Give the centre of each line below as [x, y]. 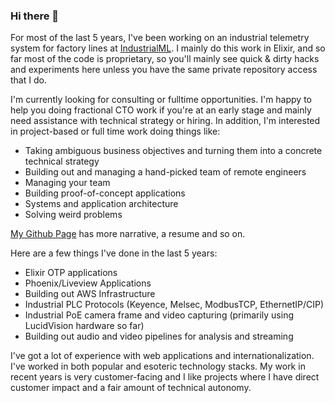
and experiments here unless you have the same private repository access [164, 70]
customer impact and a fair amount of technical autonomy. [131, 388]
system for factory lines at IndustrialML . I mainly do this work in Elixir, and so [168, 48]
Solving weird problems [73, 215]
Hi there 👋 [35, 16]
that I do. [28, 80]
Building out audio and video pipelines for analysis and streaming [159, 336]
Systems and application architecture [101, 204]
